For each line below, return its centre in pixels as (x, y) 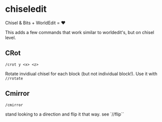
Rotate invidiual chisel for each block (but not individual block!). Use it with (81, 74)
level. (11, 38)
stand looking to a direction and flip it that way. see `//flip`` (65, 114)
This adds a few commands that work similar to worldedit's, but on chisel (80, 32)
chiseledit (26, 9)
